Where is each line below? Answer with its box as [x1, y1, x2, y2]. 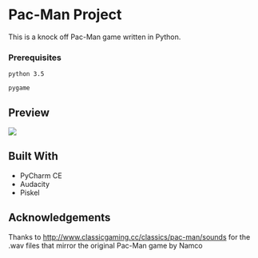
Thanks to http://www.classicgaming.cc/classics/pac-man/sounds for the [8, 232, 251, 241]
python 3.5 [8, 70, 45, 78]
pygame [8, 84, 30, 93]
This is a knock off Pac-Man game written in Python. [8, 32, 181, 42]
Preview [8, 105, 50, 119]
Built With [8, 149, 58, 163]
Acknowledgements [8, 211, 111, 224]
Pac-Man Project [8, 6, 122, 24]
